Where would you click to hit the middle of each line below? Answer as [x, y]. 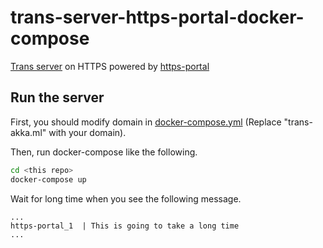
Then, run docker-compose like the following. [104, 152]
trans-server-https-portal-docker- [157, 17]
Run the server [57, 97]
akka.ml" [28, 132]
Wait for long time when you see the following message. [126, 198]
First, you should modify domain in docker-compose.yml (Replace [146, 122]
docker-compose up [48, 179]
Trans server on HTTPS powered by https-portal [110, 66]
